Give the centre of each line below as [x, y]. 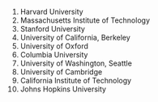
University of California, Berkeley [75, 37]
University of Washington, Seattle [76, 63]
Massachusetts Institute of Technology [85, 20]
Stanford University [52, 29]
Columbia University [54, 55]
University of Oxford [54, 46]
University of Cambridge [61, 72]
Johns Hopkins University [63, 89]
